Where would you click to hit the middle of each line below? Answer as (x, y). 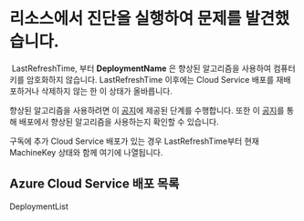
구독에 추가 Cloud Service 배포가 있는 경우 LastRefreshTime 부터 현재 (135, 141)
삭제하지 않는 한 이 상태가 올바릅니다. (107, 91)
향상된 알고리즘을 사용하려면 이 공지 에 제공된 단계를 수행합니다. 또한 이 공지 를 (147, 110)
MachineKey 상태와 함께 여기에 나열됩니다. (86, 152)
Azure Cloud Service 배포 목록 (94, 184)
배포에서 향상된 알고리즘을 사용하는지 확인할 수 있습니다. (119, 121)
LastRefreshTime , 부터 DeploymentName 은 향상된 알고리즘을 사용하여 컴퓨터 (153, 68)
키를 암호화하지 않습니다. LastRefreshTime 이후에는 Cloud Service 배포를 (142, 79)
